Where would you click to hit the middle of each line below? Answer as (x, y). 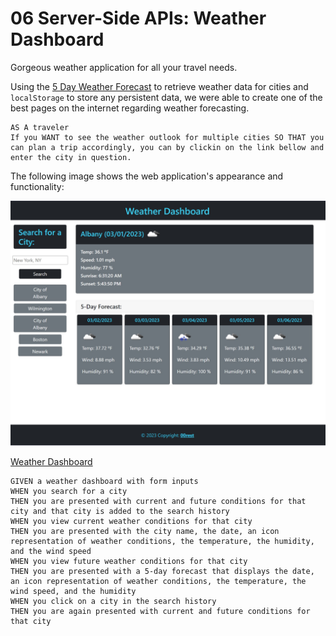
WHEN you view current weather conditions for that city (131, 521)
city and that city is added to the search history (120, 511)
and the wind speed (51, 551)
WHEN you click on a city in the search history (113, 601)
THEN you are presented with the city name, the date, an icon (145, 531)
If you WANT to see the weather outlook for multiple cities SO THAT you (167, 137)
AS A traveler (40, 127)
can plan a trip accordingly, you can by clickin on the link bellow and (167, 147)
